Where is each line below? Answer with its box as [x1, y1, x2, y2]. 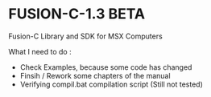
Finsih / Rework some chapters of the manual [19, 71, 171, 80]
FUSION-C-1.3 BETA [8, 5, 146, 23]
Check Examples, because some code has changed [19, 62, 192, 72]
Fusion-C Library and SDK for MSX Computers [8, 31, 163, 41]
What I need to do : [8, 46, 72, 56]
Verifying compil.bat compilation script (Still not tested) [19, 79, 204, 89]
